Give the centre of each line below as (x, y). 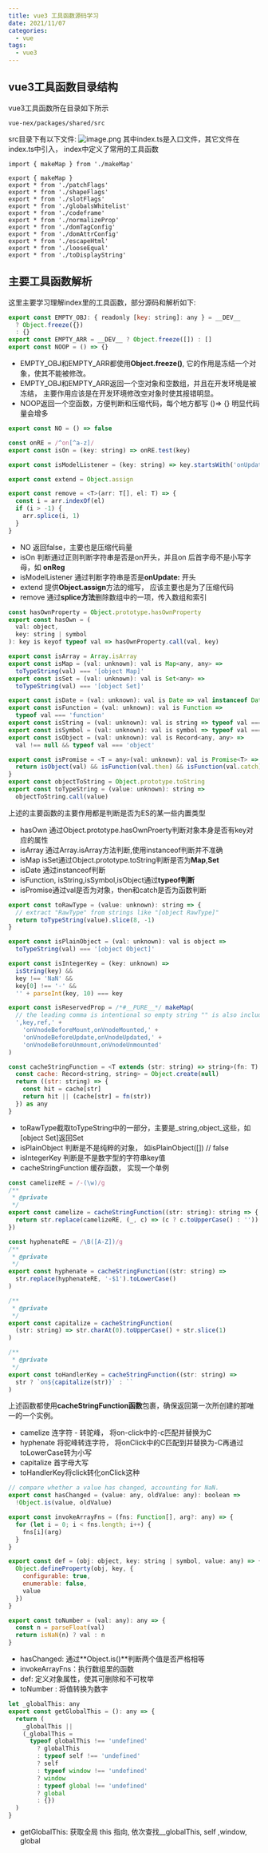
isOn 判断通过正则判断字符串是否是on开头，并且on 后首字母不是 (125, 557)
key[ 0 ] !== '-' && (46, 986)
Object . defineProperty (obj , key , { (75, 1569)
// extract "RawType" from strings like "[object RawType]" (117, 912)
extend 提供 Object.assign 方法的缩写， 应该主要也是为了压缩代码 (126, 587)
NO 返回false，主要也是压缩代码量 (76, 547)
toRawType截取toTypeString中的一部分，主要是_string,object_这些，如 (135, 1127)
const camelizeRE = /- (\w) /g (57, 1183)
